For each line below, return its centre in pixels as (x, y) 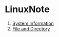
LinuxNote (27, 9)
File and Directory (31, 28)
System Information (33, 23)
